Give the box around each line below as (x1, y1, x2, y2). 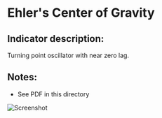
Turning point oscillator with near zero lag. (7, 51, 130, 59)
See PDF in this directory (17, 89, 90, 98)
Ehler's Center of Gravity (7, 5, 156, 21)
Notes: (7, 71, 37, 83)
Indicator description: (7, 33, 104, 45)
